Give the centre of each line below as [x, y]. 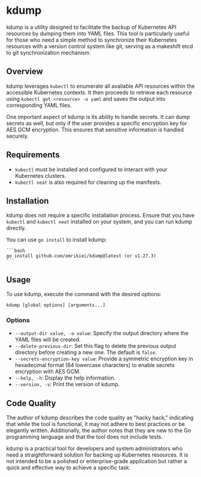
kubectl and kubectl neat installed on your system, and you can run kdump [99, 222]
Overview [25, 72]
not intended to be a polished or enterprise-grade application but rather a [97, 461]
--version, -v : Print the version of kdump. [67, 384]
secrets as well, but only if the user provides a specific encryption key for [97, 123]
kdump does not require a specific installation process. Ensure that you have [100, 215]
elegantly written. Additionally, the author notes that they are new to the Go [99, 431]
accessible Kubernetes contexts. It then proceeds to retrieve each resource [99, 92]
